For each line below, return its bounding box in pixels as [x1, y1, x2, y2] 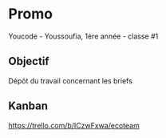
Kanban [8, 99, 49, 113]
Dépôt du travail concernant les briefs [8, 75, 133, 85]
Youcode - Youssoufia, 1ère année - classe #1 [8, 31, 159, 41]
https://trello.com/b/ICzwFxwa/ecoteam [8, 120, 140, 130]
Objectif [8, 55, 49, 68]
